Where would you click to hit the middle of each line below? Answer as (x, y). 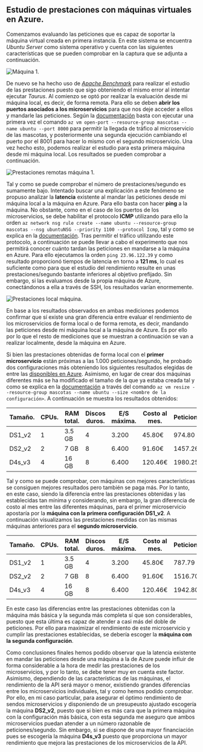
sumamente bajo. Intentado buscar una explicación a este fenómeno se (95, 190)
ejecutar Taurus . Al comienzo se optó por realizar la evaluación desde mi (97, 96)
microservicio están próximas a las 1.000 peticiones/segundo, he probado (99, 361)
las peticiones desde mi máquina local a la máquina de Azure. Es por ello (97, 330)
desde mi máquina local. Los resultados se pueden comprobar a (86, 154)
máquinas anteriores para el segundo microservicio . (72, 526)
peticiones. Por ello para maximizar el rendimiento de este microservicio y (98, 628)
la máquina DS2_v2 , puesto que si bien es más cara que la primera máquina (101, 710)
